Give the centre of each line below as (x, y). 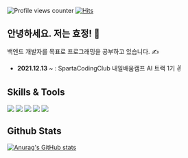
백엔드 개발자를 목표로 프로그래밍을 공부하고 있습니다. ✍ (83, 51)
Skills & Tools (36, 92)
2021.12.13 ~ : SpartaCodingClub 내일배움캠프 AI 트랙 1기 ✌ (99, 68)
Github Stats (34, 131)
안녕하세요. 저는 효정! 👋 (54, 34)
